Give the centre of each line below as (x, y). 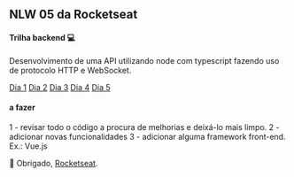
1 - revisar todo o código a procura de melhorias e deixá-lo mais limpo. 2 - (144, 127)
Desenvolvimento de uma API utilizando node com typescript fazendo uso (144, 60)
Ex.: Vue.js (28, 146)
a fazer (22, 108)
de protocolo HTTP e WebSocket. (70, 70)
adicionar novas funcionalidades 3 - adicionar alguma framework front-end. (147, 136)
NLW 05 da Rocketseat (73, 15)
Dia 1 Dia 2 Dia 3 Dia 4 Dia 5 (60, 87)
